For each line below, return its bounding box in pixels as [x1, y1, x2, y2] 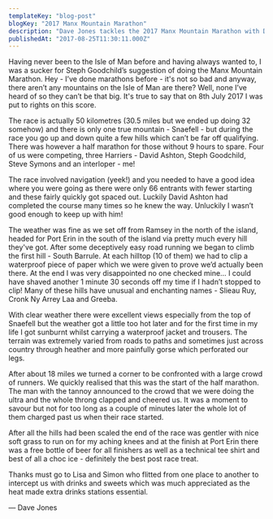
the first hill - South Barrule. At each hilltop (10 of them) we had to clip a [8, 251, 249, 261]
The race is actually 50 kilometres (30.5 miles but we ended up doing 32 [8, 116, 251, 126]
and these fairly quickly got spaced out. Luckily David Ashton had [8, 192, 228, 202]
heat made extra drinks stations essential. [8, 487, 149, 497]
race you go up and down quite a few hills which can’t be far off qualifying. [8, 133, 258, 143]
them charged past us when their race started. [8, 412, 164, 422]
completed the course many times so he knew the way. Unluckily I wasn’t [8, 201, 254, 211]
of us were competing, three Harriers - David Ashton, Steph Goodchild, [8, 150, 246, 160]
